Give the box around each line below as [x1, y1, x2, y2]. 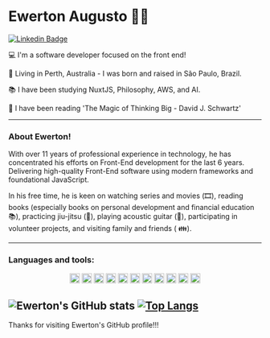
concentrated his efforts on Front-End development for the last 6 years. [8, 158, 245, 167]
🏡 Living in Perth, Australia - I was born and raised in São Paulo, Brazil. [8, 68, 243, 78]
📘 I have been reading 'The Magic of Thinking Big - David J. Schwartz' [8, 103, 241, 113]
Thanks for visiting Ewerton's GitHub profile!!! [8, 320, 159, 330]
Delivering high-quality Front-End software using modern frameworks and [8, 167, 253, 176]
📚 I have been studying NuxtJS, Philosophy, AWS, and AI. [8, 84, 201, 94]
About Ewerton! [8, 130, 72, 142]
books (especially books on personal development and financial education [8, 203, 255, 212]
